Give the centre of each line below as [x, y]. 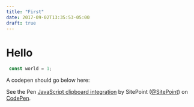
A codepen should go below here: [48, 80]
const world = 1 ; [30, 69]
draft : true [21, 23]
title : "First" [25, 12]
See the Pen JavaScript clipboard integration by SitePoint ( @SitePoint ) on [97, 92]
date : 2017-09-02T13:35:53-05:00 [48, 17]
